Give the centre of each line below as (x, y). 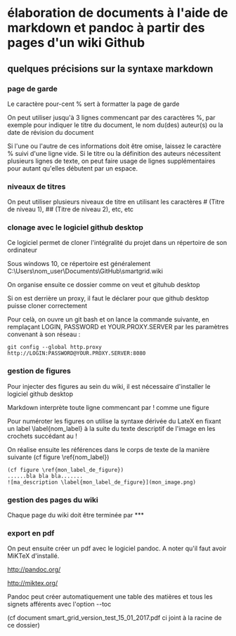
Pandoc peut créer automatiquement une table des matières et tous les (110, 597)
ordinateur (22, 250)
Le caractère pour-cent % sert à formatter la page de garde (93, 104)
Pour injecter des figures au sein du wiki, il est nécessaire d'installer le (109, 386)
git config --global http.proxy (54, 347)
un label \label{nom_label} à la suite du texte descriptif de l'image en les (111, 428)
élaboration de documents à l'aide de (118, 13)
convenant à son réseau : (44, 334)
